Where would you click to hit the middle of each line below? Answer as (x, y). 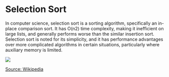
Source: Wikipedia (24, 69)
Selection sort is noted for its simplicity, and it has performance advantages (84, 39)
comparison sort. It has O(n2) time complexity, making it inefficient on (91, 28)
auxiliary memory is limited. (34, 50)
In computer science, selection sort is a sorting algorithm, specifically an (81, 23)
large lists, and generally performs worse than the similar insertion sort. (80, 34)
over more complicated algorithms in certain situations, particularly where (82, 44)
